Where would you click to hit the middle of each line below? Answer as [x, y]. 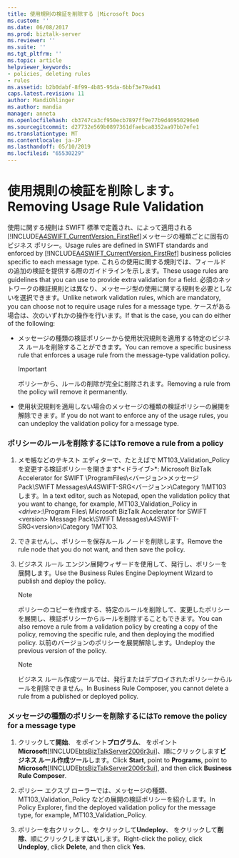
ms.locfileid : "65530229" [46, 154]
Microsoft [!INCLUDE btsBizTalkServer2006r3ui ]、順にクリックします [119, 751]
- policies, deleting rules [49, 74]
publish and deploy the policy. [62, 581]
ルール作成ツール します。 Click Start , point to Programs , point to [132, 760]
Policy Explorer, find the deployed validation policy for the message [117, 807]
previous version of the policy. [62, 651]
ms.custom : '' [29, 21]
